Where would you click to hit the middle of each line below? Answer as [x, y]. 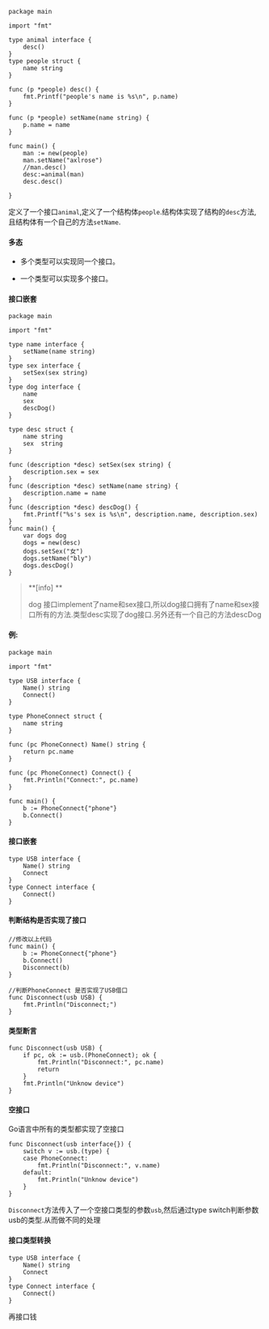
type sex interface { [45, 366]
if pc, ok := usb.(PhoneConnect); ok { [90, 1055]
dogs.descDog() [48, 566]
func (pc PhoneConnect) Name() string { [78, 745]
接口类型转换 [29, 1240]
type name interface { [46, 345]
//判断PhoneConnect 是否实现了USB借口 [68, 991]
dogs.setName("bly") [57, 558]
